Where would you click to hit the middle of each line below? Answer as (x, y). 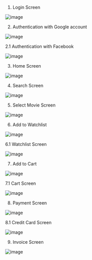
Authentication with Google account (50, 27)
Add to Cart (24, 164)
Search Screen (28, 86)
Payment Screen (30, 203)
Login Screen (26, 7)
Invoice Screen (28, 242)
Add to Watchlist (29, 125)
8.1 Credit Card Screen (28, 222)
